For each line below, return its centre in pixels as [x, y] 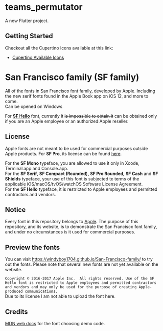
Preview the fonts [33, 247]
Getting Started [29, 36]
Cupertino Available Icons [38, 57]
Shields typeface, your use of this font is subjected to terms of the [72, 178]
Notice [15, 210]
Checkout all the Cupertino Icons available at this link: [59, 48]
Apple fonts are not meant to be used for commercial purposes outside [77, 148]
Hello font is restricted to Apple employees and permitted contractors [81, 283]
